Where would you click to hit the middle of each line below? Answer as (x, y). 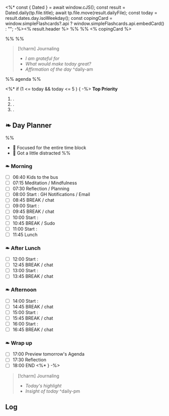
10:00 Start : (25, 217)
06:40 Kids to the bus (35, 177)
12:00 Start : (25, 259)
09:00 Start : (26, 206)
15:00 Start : (25, 312)
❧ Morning (19, 166)
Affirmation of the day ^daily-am (59, 69)
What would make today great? (58, 64)
